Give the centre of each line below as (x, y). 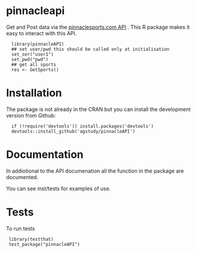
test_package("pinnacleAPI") (44, 244)
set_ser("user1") (33, 54)
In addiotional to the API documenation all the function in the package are (95, 171)
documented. (22, 177)
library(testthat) (31, 239)
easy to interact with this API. (41, 33)
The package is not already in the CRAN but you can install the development (98, 109)
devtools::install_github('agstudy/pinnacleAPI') (73, 131)
